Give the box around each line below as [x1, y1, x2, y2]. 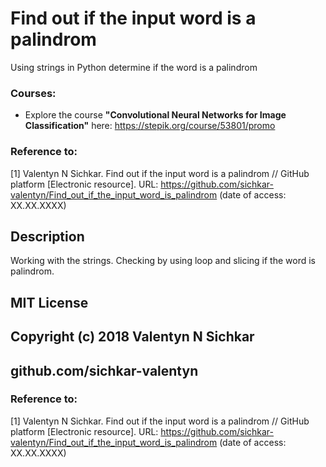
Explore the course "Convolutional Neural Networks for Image [24, 109, 287, 121]
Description [10, 228, 85, 245]
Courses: [10, 86, 57, 100]
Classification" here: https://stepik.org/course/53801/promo [24, 120, 276, 132]
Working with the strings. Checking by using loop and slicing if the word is [10, 255, 316, 267]
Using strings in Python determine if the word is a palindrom [10, 61, 258, 73]
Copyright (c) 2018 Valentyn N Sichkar [10, 328, 255, 346]
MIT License [10, 294, 89, 311]
